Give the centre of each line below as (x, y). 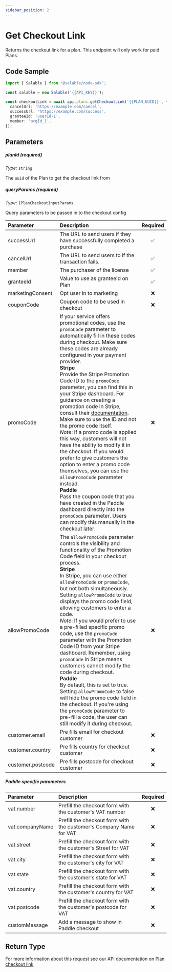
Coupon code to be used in (92, 302)
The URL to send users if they (95, 234)
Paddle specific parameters (36, 782)
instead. (69, 483)
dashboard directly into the (92, 509)
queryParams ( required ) (32, 190)
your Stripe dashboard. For (92, 393)
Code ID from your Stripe (90, 646)
